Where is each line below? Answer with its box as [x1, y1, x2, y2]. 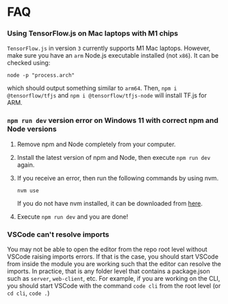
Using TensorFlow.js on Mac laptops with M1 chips [7, 29, 179, 38]
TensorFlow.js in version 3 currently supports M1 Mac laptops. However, [7, 44, 211, 52]
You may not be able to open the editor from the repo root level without [7, 245, 207, 254]
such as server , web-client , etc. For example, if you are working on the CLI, [7, 274, 220, 283]
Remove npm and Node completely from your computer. [16, 140, 176, 148]
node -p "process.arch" [7, 72, 75, 79]
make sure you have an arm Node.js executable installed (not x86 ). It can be [7, 51, 219, 60]
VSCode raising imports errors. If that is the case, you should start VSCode [7, 253, 219, 261]
